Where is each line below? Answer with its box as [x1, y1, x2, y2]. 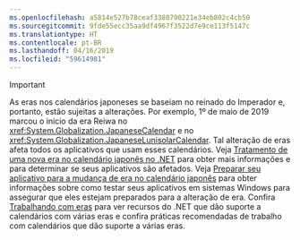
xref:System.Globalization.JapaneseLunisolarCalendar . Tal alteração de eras [9, 135, 291, 145]
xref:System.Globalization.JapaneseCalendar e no [9, 125, 194, 135]
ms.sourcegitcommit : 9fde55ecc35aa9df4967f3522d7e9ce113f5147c [9, 21, 251, 30]
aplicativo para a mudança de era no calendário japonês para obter [9, 173, 258, 184]
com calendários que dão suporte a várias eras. [9, 220, 185, 231]
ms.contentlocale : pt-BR [9, 38, 102, 47]
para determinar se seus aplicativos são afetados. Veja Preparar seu [9, 163, 261, 174]
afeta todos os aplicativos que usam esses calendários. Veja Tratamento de [9, 144, 288, 155]
